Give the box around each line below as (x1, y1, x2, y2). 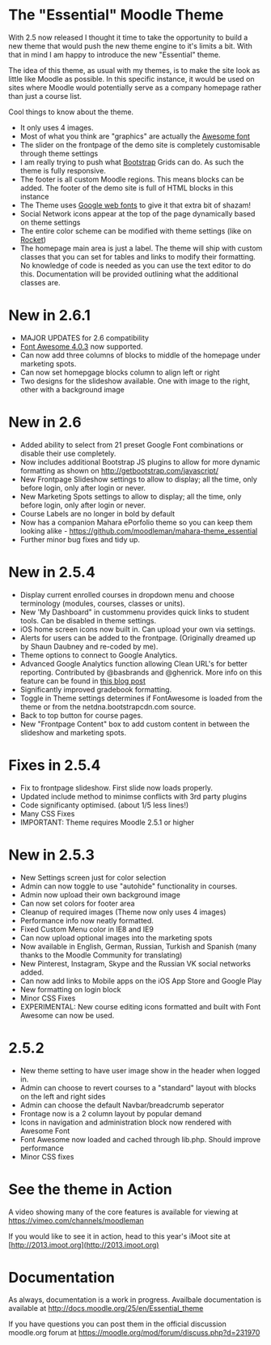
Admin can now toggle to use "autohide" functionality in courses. (19, 881, 238, 891)
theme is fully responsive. (19, 165, 107, 175)
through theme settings (19, 148, 99, 158)
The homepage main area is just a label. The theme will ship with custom (19, 243, 263, 253)
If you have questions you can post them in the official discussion (8, 1319, 227, 1329)
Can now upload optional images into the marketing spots (19, 932, 213, 942)
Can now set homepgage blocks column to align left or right (19, 367, 220, 377)
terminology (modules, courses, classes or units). (19, 598, 185, 608)
